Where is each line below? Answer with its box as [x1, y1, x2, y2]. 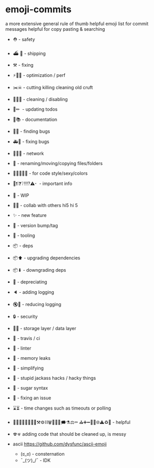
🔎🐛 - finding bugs [12, 128, 50, 134]
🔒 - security [12, 313, 38, 319]
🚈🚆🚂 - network [12, 150, 44, 156]
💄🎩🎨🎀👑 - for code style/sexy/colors [12, 170, 88, 176]
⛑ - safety [12, 36, 35, 42]
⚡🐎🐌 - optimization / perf [12, 72, 66, 78]
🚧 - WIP [12, 192, 29, 198]
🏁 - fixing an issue [12, 395, 51, 401]
